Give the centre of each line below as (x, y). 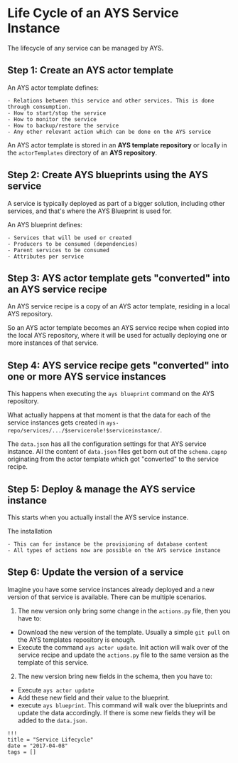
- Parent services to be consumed (59, 250)
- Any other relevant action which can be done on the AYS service (109, 132)
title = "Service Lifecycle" (50, 739)
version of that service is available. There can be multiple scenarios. (107, 597)
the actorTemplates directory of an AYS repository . (82, 152)
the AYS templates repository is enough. (77, 640)
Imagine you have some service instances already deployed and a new (111, 589)
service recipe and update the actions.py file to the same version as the (123, 655)
